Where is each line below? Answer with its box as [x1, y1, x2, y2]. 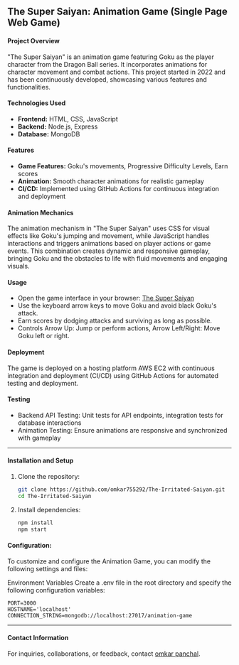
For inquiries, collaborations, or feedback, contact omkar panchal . [7, 649, 201, 658]
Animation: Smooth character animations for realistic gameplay [17, 177, 205, 185]
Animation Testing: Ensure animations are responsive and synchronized [17, 426, 228, 434]
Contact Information [7, 634, 69, 642]
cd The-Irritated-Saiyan [17, 492, 92, 499]
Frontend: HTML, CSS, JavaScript [17, 114, 119, 123]
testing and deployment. [7, 379, 79, 387]
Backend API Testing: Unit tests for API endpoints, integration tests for [17, 411, 223, 419]
